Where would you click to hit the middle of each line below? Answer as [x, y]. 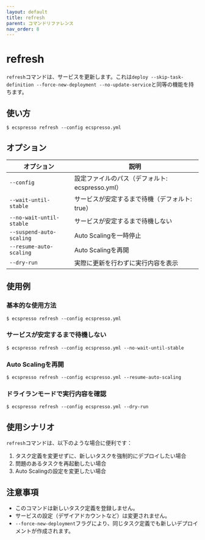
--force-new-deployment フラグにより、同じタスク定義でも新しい [96, 524]
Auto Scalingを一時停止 [108, 236]
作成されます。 [55, 531]
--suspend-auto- [33, 232]
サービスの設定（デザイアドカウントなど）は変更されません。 [93, 516]
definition [20, 85]
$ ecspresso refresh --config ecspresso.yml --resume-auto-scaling [94, 378]
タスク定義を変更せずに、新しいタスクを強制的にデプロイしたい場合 [101, 456]
